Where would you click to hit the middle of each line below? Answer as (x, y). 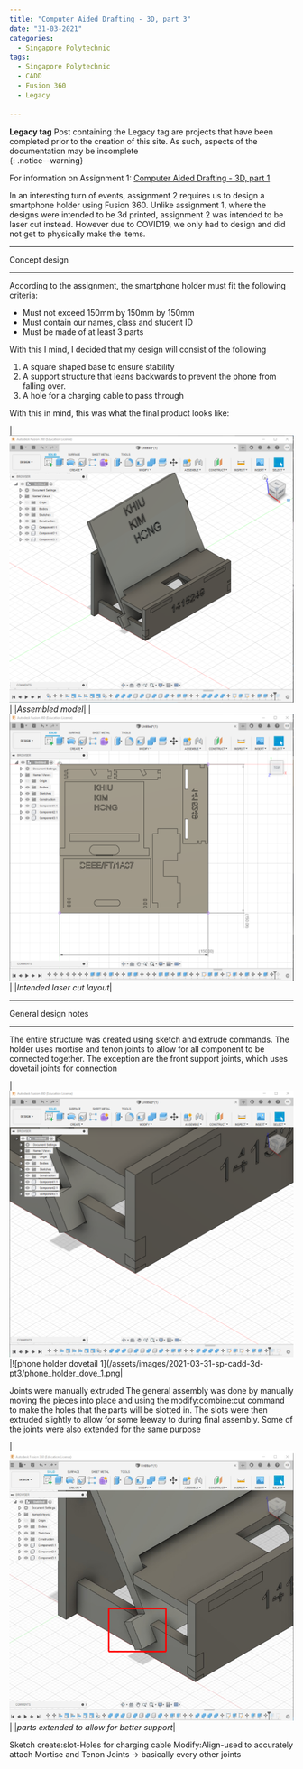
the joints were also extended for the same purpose (105, 1429)
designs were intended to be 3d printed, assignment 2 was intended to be (147, 214)
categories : (32, 38)
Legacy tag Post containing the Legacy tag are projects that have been (141, 132)
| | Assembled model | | (50, 709)
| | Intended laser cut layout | (61, 987)
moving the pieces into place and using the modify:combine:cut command (147, 1400)
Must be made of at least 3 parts (83, 332)
